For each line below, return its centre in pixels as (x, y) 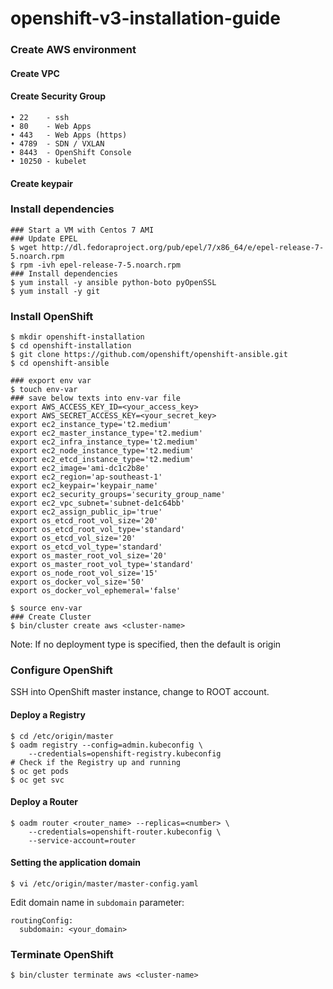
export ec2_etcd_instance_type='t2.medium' (102, 460)
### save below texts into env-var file (96, 398)
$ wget (24, 247)
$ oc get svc (37, 780)
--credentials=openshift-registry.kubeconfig (125, 753)
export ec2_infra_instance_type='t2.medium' (104, 442)
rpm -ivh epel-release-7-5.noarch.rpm (100, 265)
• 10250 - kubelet (48, 161)
